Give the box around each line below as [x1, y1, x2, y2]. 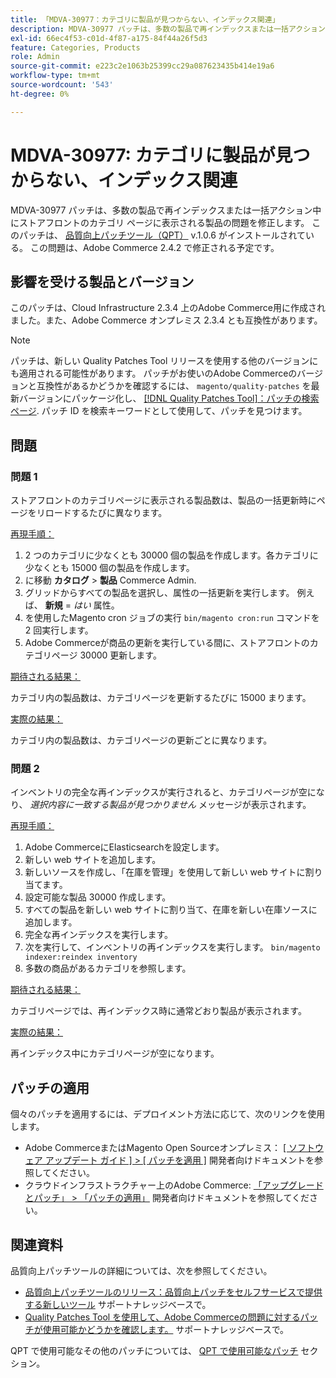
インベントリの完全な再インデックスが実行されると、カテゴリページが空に [10, 786, 317, 798]
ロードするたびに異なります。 [44, 507, 168, 519]
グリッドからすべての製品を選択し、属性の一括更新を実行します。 [24, 587, 295, 599]
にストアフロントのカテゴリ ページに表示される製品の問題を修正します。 [10, 216, 310, 228]
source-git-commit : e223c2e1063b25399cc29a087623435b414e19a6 [10, 61, 275, 71]
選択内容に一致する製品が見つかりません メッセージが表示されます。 [29, 799, 312, 811]
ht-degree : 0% [10, 89, 70, 99]
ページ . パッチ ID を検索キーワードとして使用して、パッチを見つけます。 [10, 405, 308, 417]
